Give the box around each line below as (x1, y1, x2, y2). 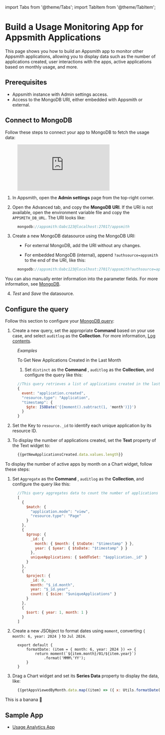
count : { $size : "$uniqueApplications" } (30, 591, 117, 596)
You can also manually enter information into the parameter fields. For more (5, 276, 158, 282)
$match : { (26, 504, 47, 510)
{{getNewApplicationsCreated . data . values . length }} (17, 452, 123, 457)
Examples (17, 348, 38, 354)
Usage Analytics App (12, 724, 55, 730)
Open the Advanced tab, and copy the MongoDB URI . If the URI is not (12, 204, 153, 210)
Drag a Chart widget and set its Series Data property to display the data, (12, 673, 159, 679)
